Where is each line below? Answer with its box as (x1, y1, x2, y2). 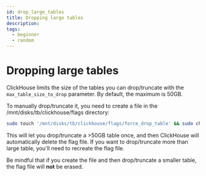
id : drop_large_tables (6, 9, 64, 15)
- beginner (12, 32, 40, 38)
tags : (6, 26, 20, 32)
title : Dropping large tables (6, 15, 84, 21)
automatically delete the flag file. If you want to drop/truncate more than (6, 138, 188, 145)
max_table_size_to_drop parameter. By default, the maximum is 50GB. (6, 90, 183, 98)
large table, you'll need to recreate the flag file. (6, 144, 124, 152)
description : (6, 20, 40, 26)
